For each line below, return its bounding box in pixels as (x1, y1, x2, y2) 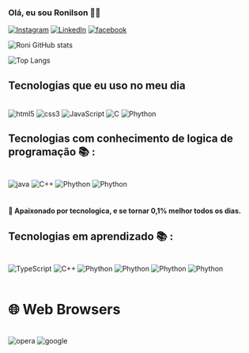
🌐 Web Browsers (8, 300, 121, 318)
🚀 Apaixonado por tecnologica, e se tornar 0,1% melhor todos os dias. (8, 206, 241, 215)
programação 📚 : (8, 146, 96, 159)
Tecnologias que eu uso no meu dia (8, 78, 186, 92)
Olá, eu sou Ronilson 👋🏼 (8, 7, 101, 18)
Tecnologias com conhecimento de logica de (8, 132, 233, 146)
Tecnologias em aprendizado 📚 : (8, 230, 174, 244)
